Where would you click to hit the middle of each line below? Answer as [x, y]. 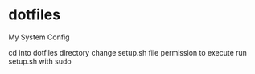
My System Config [39, 37]
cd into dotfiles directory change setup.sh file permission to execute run [128, 52]
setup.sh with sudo [40, 61]
